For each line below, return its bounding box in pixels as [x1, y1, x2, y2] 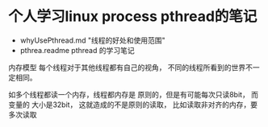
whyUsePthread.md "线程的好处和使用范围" [19, 35, 165, 45]
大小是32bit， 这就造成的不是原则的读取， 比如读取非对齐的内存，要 [31, 100, 258, 109]
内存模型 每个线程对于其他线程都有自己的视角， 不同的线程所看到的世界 [8, 62, 246, 72]
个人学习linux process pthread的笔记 [8, 7, 258, 26]
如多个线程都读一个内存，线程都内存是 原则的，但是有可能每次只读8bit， [8, 89, 250, 99]
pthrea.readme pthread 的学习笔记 [19, 45, 135, 55]
